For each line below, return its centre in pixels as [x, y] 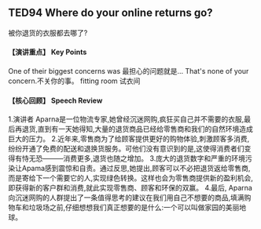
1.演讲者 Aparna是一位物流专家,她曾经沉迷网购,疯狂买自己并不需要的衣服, [126, 119]
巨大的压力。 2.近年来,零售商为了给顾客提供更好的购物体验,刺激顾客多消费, [129, 139]
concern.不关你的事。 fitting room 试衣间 [74, 81]
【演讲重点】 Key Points [48, 52]
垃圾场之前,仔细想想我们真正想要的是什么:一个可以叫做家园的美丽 [134, 208]
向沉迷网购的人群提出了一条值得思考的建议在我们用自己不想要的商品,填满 [127, 198]
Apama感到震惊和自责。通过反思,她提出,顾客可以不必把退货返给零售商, [136, 169]
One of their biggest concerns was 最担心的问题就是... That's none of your [129, 71]
